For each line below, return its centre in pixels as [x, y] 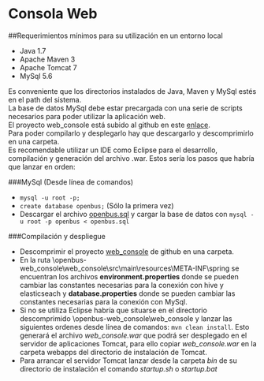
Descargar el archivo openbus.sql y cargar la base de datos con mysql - [137, 214]
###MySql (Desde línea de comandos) [71, 181]
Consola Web [53, 14]
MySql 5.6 [36, 76]
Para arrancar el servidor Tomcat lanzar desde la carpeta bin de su [128, 360]
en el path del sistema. [45, 99]
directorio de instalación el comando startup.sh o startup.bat [119, 368]
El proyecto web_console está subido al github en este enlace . [109, 125]
